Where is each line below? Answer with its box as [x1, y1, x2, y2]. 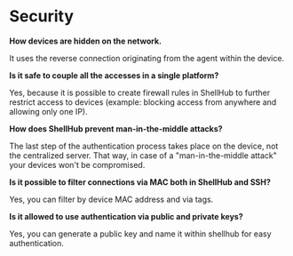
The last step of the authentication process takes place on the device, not [9, 140, 279, 151]
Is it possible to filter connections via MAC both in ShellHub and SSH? [9, 176, 271, 188]
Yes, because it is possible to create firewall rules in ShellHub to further [9, 87, 271, 98]
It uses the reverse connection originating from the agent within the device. [9, 52, 285, 63]
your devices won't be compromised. [9, 159, 146, 170]
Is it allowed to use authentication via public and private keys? [9, 211, 243, 221]
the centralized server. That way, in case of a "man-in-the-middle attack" [9, 149, 278, 161]
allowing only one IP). [9, 106, 88, 116]
